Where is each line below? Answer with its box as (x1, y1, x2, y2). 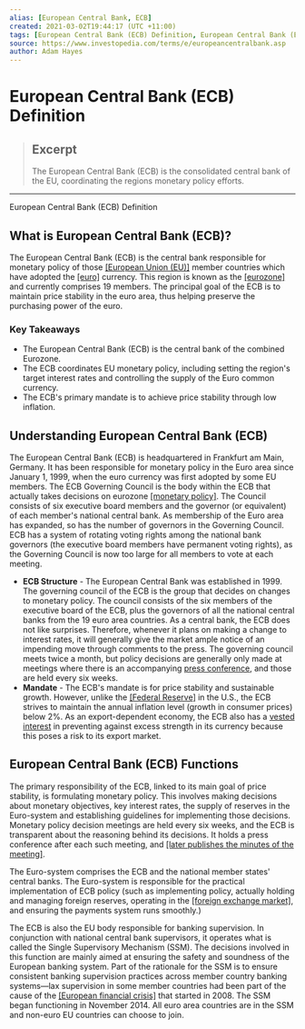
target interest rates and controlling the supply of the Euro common (22, 373, 275, 384)
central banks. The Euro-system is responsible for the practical (9, 875, 245, 886)
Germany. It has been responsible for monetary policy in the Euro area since (9, 462, 294, 473)
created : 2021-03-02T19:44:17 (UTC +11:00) (9, 22, 177, 31)
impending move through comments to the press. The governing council (22, 644, 293, 654)
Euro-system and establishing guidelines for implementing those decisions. (9, 810, 290, 821)
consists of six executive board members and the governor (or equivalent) (9, 501, 287, 512)
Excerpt (31, 142, 77, 157)
